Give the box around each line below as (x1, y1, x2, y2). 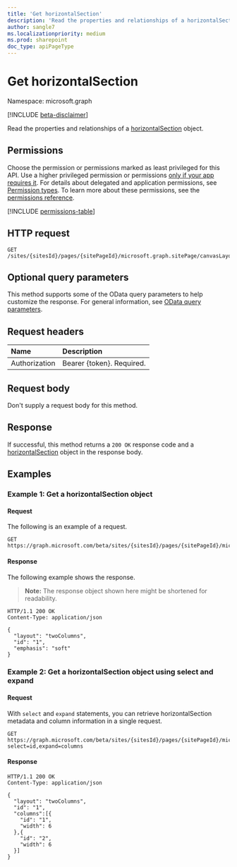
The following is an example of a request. (7, 523, 128, 531)
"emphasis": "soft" (13, 645, 71, 652)
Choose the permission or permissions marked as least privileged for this (7, 163, 220, 171)
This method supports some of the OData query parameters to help (7, 290, 203, 298)
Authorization (11, 358, 56, 368)
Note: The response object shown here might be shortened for (24, 586, 208, 595)
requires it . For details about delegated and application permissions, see (7, 178, 217, 187)
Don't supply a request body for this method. (7, 401, 138, 409)
